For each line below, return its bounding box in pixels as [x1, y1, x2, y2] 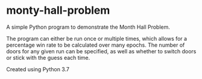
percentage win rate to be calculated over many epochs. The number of [6, 41, 185, 48]
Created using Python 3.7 [6, 65, 69, 72]
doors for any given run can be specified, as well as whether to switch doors [6, 47, 197, 54]
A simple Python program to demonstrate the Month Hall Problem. [6, 23, 171, 31]
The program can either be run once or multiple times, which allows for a [6, 35, 188, 42]
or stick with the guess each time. [6, 54, 90, 61]
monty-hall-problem [6, 4, 110, 17]
